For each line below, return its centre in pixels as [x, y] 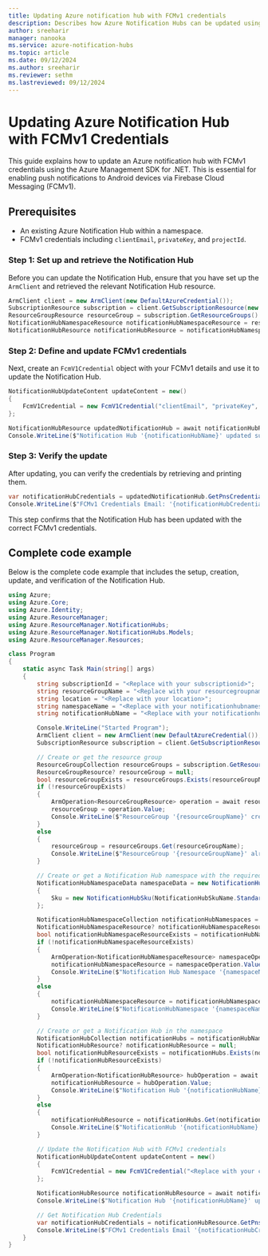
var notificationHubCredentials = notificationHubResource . [139, 1222]
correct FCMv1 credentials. [53, 527]
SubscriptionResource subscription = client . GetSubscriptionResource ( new [134, 308]
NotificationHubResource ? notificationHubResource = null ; [137, 1046]
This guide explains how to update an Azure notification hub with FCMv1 [127, 161]
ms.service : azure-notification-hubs [71, 46]
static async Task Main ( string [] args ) [89, 669]
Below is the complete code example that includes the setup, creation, [124, 572]
